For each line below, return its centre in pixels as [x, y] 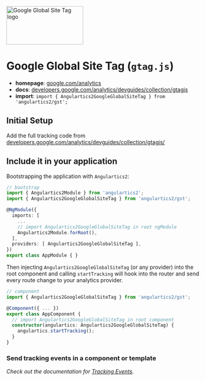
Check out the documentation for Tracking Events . [70, 372]
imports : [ [26, 216]
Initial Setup [30, 121]
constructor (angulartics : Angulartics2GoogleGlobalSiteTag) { [93, 325]
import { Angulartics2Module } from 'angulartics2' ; [75, 193]
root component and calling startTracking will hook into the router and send [103, 274]
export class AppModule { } [42, 256]
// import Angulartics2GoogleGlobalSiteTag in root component [93, 320]
